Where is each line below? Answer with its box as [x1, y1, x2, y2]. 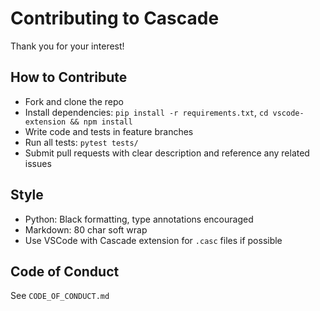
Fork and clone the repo [24, 95, 124, 107]
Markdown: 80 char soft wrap [24, 223, 148, 236]
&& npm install [69, 117, 133, 127]
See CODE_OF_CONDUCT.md [10, 290, 110, 302]
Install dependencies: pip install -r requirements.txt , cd [24, 106, 269, 118]
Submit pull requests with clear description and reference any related [24, 147, 310, 159]
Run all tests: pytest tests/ [24, 136, 139, 148]
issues [24, 157, 52, 169]
